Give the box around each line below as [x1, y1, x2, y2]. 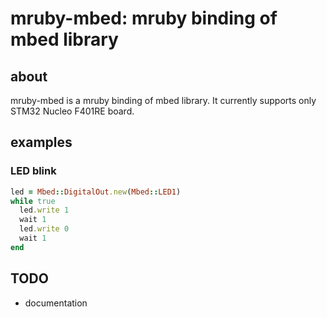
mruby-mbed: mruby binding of [10, 7, 278, 30]
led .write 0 [19, 224, 70, 234]
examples [10, 134, 73, 151]
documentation [24, 297, 88, 309]
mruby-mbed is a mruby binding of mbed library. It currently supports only [10, 95, 317, 106]
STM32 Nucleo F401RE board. [10, 105, 135, 117]
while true [10, 196, 56, 206]
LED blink [10, 164, 57, 178]
